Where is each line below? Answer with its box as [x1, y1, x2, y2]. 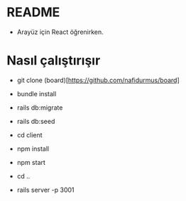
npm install [16, 144, 50, 153]
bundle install [16, 89, 57, 98]
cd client [16, 130, 43, 139]
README [6, 4, 60, 21]
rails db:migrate [16, 103, 63, 112]
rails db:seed [16, 117, 55, 125]
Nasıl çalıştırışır [6, 52, 101, 69]
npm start [16, 158, 45, 166]
